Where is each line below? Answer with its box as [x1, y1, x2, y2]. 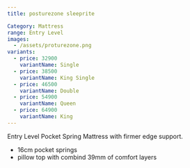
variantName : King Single [19, 74, 95, 81]
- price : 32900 [13, 55, 58, 62]
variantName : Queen [19, 100, 77, 108]
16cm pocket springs [17, 145, 78, 153]
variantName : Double [19, 87, 79, 94]
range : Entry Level [7, 29, 64, 36]
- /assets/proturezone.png [13, 42, 92, 49]
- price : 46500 [13, 81, 58, 87]
